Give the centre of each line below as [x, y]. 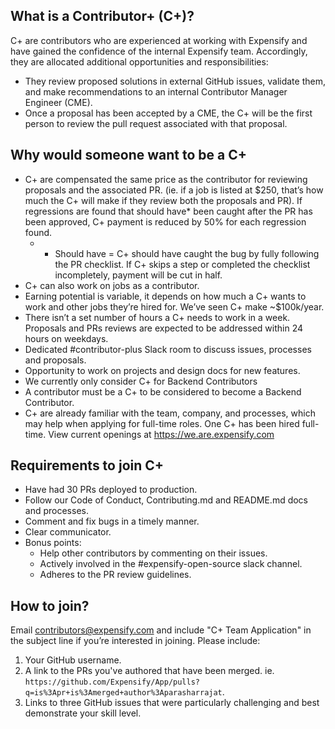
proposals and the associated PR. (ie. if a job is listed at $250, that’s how [174, 190]
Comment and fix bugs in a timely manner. [112, 521]
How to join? [50, 605]
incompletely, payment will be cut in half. [138, 275]
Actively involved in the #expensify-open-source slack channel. [171, 564]
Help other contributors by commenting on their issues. [153, 553]
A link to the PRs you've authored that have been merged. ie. [149, 671]
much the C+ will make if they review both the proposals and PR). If [163, 200]
